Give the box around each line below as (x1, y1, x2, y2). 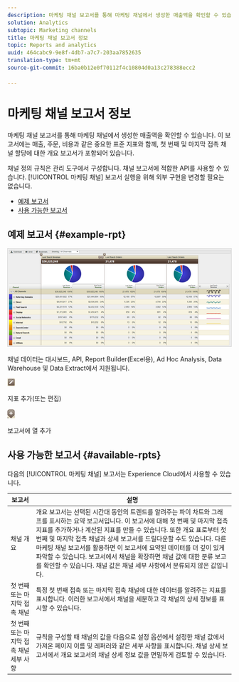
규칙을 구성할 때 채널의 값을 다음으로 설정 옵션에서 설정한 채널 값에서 (36, 633, 225, 641)
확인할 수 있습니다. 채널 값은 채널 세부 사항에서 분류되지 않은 (43, 561, 210, 569)
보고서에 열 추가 (7, 426, 52, 435)
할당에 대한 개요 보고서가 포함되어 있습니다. (14, 149, 135, 157)
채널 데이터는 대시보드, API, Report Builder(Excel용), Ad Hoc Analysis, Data (7, 354, 223, 363)
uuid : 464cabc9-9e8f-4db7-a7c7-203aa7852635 (7, 49, 142, 56)
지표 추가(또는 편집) (7, 393, 62, 403)
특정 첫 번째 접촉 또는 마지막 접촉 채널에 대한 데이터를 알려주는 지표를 (36, 586, 227, 594)
